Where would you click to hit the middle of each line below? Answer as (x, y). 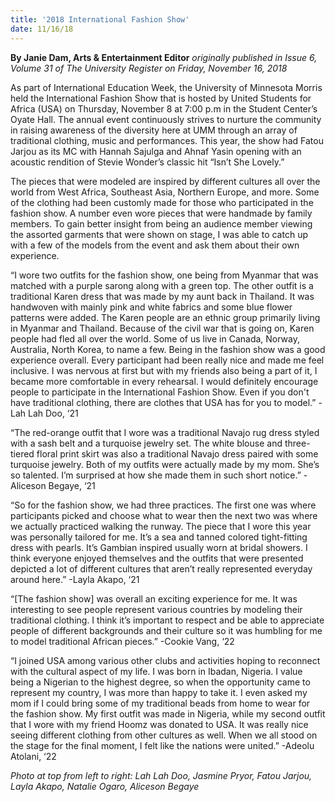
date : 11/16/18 (42, 29)
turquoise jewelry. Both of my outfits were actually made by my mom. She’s (165, 464)
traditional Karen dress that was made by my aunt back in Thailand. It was (162, 296)
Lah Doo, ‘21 (53, 413)
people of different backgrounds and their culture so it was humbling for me (166, 630)
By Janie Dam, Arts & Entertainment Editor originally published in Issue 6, (164, 57)
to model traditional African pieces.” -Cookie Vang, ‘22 (122, 641)
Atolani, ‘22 (33, 756)
